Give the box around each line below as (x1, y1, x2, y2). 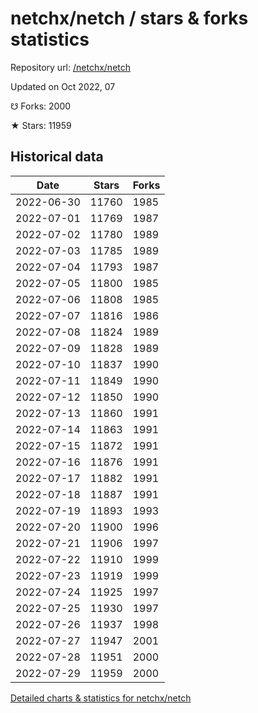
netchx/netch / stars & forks (10, 7, 249, 30)
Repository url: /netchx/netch (10, 61, 132, 73)
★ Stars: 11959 (10, 119, 72, 131)
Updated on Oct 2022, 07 (10, 80, 116, 92)
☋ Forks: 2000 (10, 100, 72, 112)
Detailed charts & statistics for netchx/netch (10, 692, 192, 704)
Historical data (10, 148, 104, 166)
